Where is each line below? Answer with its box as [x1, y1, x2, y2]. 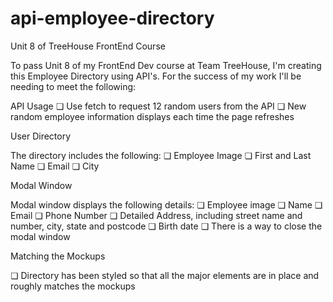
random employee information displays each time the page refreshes [10, 110, 295, 122]
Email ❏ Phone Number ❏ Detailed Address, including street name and [10, 209, 303, 221]
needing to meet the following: [10, 80, 137, 92]
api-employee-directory [10, 7, 215, 30]
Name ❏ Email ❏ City [10, 160, 100, 172]
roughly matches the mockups [10, 280, 136, 292]
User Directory [10, 130, 72, 142]
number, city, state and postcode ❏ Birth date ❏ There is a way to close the [10, 220, 323, 232]
